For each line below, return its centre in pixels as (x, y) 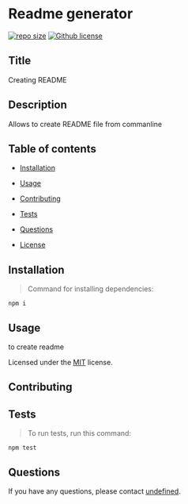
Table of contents (52, 149)
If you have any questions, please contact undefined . (95, 491)
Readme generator (71, 14)
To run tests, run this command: (79, 433)
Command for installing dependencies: (90, 289)
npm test (23, 448)
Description (38, 105)
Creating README (38, 79)
